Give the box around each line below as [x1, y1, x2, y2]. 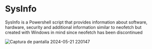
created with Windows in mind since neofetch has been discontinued [5, 29, 143, 35]
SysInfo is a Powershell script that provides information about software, [5, 19, 148, 25]
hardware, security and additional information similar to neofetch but [5, 24, 142, 30]
